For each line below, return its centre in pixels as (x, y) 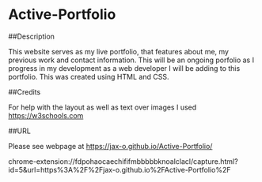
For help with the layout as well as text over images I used (103, 107)
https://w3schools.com (46, 115)
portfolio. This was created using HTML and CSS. (89, 76)
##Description (32, 36)
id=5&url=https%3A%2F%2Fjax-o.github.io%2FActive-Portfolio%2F (120, 169)
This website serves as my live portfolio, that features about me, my (119, 51)
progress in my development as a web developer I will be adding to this (124, 68)
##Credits (25, 91)
